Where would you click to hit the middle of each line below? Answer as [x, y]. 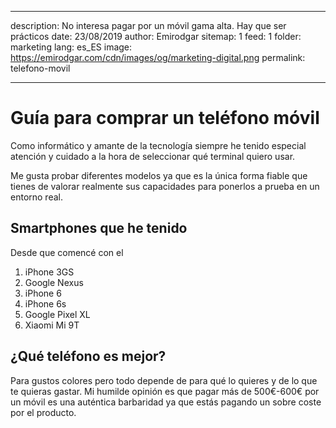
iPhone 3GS [49, 272]
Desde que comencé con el [67, 252]
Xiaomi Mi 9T [52, 325]
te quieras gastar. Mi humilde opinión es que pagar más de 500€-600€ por [165, 391]
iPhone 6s [45, 303]
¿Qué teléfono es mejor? [88, 356]
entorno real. [36, 197]
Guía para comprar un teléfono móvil [165, 118]
